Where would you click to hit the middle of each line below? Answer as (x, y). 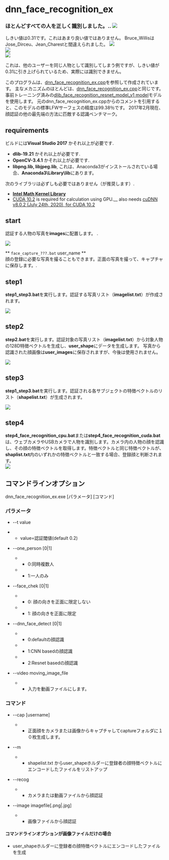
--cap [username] (31, 715)
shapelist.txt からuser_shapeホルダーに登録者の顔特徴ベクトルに (95, 763)
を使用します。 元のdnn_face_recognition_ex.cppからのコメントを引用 (78, 101)
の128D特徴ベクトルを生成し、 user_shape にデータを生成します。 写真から (83, 346)
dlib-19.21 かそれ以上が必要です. (46, 154)
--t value (22, 522)
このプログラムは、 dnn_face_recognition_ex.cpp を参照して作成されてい (80, 83)
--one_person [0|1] (32, 548)
